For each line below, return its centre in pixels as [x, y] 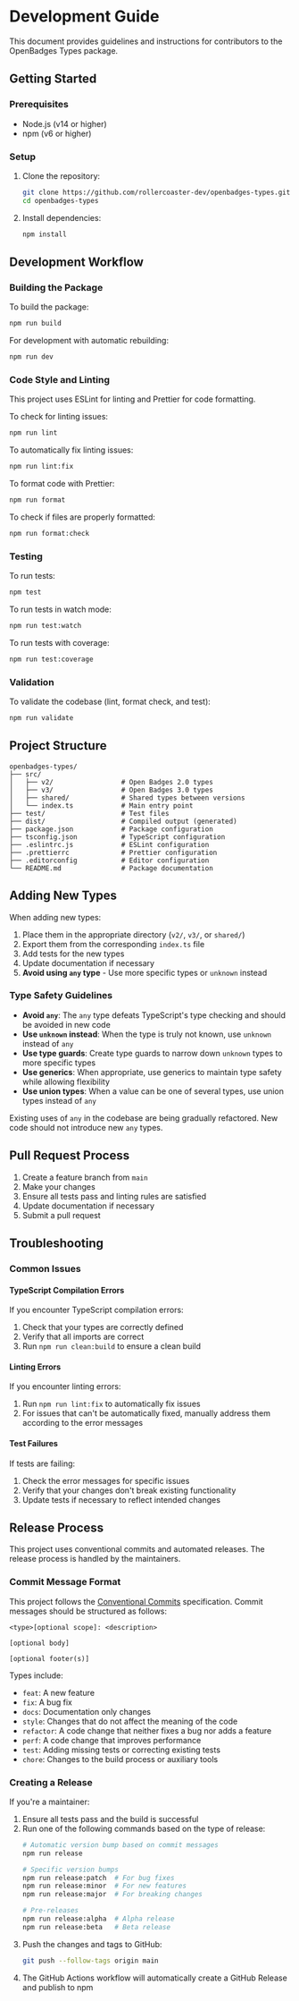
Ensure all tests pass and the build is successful [110, 1819]
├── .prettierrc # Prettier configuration [113, 852]
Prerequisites [39, 105]
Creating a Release [51, 1782]
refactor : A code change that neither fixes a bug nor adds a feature [147, 1730]
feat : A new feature [58, 1692]
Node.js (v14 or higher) [64, 123]
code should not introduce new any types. [86, 1127]
